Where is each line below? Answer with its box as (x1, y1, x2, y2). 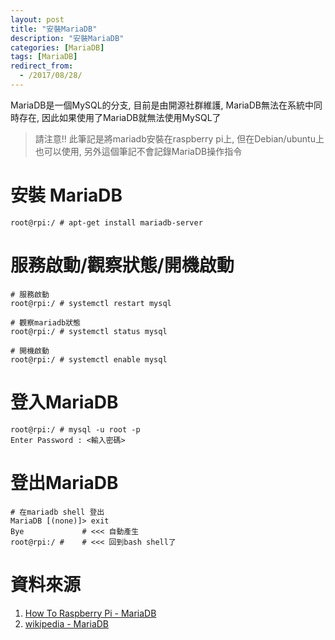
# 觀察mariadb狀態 (10, 317, 81, 328)
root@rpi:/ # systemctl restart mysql (10, 298, 172, 308)
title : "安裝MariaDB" (10, 24, 98, 34)
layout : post (10, 14, 65, 25)
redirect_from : (10, 61, 74, 71)
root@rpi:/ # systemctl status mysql (10, 326, 168, 336)
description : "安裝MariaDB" (10, 33, 125, 43)
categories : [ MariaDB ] (10, 42, 105, 53)
